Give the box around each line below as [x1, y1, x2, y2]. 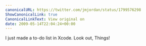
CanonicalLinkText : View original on [5, 16, 85, 21]
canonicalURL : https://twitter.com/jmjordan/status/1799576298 [5, 7, 141, 12]
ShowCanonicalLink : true [5, 12, 58, 17]
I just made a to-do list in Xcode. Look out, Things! [5, 35, 110, 41]
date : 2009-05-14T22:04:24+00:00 [5, 21, 76, 26]
